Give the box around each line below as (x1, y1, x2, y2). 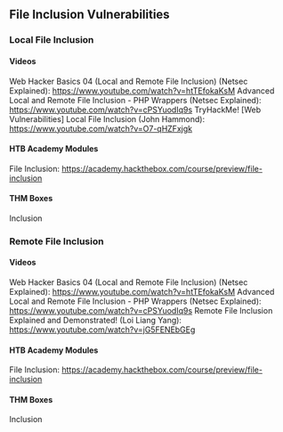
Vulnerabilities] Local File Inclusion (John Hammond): (9, 113, 206, 124)
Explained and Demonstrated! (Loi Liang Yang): (9, 315, 182, 326)
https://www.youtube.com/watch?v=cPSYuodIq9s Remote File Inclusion (9, 306, 273, 316)
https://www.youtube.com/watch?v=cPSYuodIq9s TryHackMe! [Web (9, 104, 262, 115)
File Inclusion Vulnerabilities (9, 7, 171, 22)
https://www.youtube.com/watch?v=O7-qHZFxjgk (9, 123, 193, 134)
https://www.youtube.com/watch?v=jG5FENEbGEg (9, 324, 196, 335)
